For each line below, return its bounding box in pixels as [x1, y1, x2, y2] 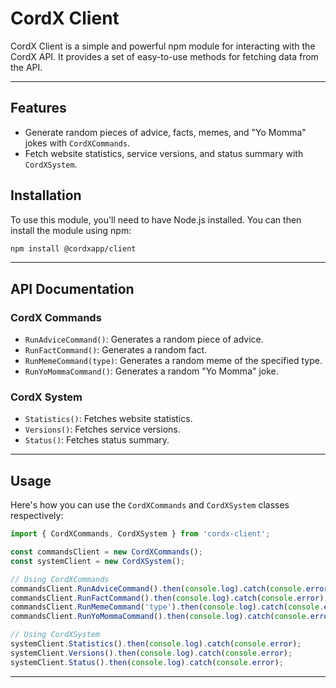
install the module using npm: [10, 224, 132, 236]
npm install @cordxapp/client [10, 243, 137, 254]
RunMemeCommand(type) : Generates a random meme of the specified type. [24, 355, 323, 367]
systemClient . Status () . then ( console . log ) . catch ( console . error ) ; [10, 657, 284, 667]
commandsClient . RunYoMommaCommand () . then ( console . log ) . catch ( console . [10, 612, 311, 622]
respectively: [10, 510, 64, 522]
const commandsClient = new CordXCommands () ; [10, 547, 203, 557]
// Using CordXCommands [10, 574, 110, 584]
